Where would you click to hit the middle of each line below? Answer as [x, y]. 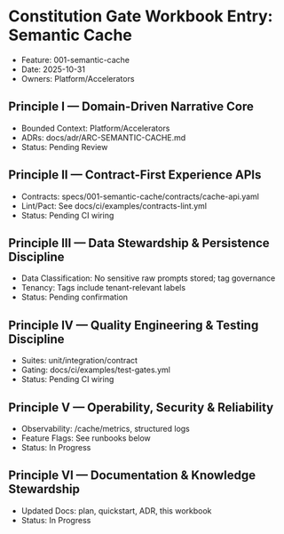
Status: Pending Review [64, 147]
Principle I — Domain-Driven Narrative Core [131, 107]
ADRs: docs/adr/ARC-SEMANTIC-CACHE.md [103, 137]
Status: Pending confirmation [75, 297]
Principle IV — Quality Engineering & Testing [134, 325]
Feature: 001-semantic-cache [75, 60]
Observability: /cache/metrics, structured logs [105, 429]
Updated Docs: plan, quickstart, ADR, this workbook [116, 510]
